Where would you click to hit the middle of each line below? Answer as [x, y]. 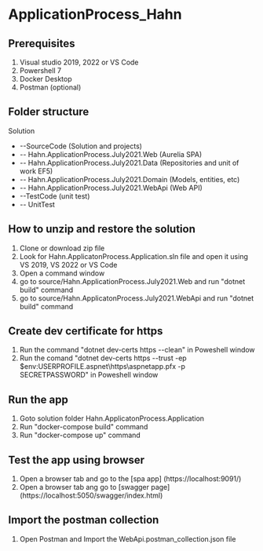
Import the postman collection [84, 520]
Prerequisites [42, 44]
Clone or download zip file [62, 248]
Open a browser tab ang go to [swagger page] [95, 487]
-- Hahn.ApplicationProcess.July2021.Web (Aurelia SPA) [111, 154]
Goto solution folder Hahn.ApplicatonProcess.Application [112, 418]
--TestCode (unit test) [55, 196]
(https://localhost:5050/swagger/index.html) [91, 495]
